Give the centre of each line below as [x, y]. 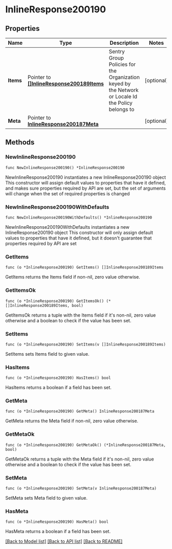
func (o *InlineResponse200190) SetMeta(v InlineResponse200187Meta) [81, 489]
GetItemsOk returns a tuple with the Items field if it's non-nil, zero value [81, 315]
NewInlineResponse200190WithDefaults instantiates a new [67, 227]
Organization [124, 77]
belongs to [122, 109]
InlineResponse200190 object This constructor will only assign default [79, 232]
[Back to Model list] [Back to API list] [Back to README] [64, 541]
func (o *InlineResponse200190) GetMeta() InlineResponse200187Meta [80, 411]
